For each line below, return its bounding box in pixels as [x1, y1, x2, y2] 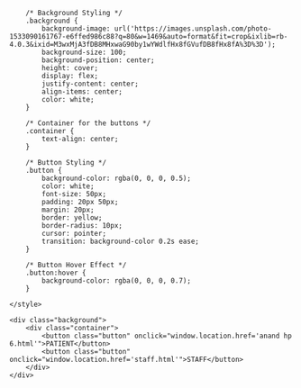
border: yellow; [41, 213, 103, 222]
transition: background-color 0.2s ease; [41, 237, 200, 246]
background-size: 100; [41, 48, 127, 57]
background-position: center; [41, 56, 155, 65]
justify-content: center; [41, 79, 140, 88]
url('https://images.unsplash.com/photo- [114, 24, 272, 33]
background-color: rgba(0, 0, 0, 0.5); [41, 174, 192, 183]
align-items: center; [41, 87, 123, 96]
